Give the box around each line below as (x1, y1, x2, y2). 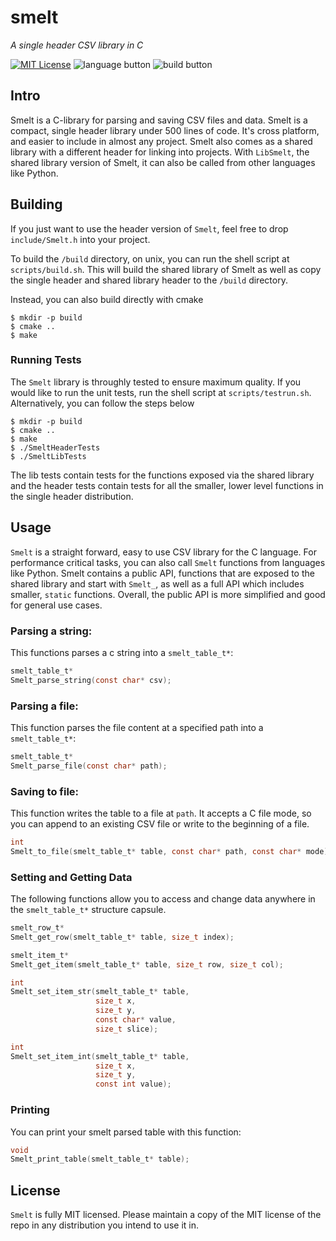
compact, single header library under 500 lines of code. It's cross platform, (10, 124, 320, 136)
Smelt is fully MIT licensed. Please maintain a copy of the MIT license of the (10, 1209, 322, 1221)
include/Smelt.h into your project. (10, 233, 151, 245)
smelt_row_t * (10, 923, 65, 933)
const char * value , (95, 1015, 177, 1025)
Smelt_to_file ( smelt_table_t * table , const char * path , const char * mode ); (10, 846, 333, 856)
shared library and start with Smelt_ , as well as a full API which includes (10, 577, 305, 590)
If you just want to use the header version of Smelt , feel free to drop (10, 222, 289, 235)
